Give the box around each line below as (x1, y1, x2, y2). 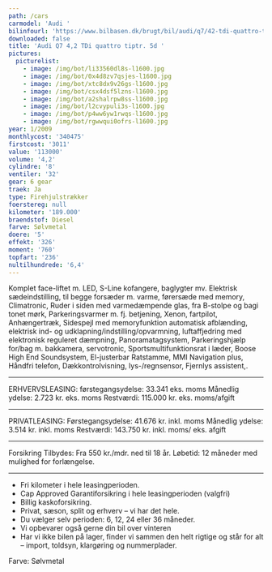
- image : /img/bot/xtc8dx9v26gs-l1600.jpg (23, 80, 168, 88)
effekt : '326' (8, 239, 57, 247)
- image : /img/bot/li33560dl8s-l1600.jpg (23, 65, 164, 73)
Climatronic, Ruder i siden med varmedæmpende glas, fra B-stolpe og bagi (8, 300, 259, 310)
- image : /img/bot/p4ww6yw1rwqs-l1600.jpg (23, 110, 168, 118)
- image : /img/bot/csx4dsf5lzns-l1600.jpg (23, 87, 168, 96)
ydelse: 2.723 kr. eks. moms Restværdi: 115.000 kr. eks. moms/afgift (8, 393, 235, 402)
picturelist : (15, 58, 60, 66)
